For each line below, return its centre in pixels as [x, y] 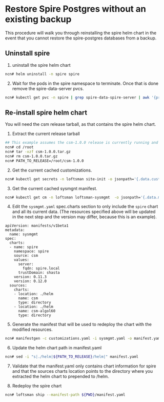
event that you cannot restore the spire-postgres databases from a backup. [81, 38]
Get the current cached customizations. [52, 170]
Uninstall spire [28, 53]
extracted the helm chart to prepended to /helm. [61, 377]
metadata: [15, 230]
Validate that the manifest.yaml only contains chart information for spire [84, 366]
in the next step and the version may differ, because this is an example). [84, 217]
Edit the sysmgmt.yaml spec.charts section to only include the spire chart [85, 207]
